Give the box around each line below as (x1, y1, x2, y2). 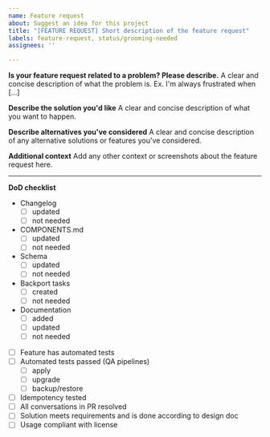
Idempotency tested (19, 393, 87, 403)
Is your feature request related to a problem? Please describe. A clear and (8, 71, 259, 80)
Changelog (19, 198, 57, 208)
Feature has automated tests (19, 347, 115, 357)
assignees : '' (8, 42, 56, 50)
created (31, 286, 58, 297)
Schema (19, 252, 48, 261)
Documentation (19, 305, 72, 314)
